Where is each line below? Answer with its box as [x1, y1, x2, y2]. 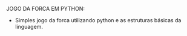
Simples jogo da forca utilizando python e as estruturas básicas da [15, 17, 182, 23]
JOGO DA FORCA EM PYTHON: [6, 5, 85, 12]
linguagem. [15, 23, 44, 30]
